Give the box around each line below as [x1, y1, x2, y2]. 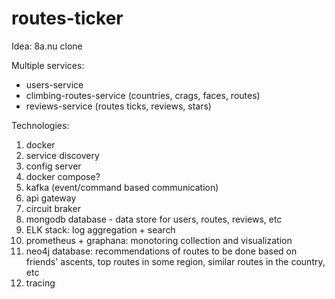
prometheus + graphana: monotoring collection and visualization [25, 234, 293, 246]
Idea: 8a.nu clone [11, 40, 83, 52]
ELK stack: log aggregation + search [25, 223, 176, 236]
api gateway [25, 192, 77, 204]
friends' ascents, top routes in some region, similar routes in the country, [25, 255, 326, 267]
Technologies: [11, 119, 70, 131]
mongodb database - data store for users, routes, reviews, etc [25, 213, 283, 225]
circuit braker [25, 202, 81, 214]
